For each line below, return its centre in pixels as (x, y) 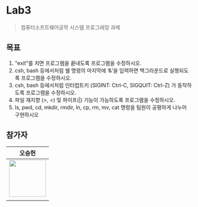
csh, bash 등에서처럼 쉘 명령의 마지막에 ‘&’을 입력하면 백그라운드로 (91, 70)
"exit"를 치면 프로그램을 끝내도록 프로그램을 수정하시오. (78, 63)
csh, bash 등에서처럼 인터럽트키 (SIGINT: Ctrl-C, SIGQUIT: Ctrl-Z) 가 (95, 85)
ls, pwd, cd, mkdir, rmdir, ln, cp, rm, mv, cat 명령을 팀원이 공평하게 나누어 (101, 107)
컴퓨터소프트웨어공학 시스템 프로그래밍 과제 (70, 27)
